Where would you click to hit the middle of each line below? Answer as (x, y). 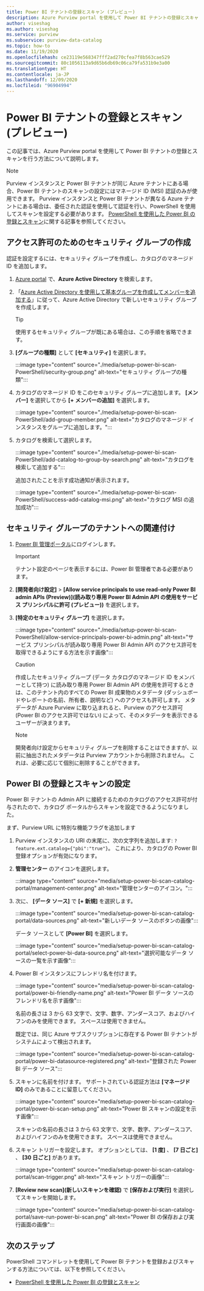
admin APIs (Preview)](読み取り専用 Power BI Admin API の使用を (98, 597)
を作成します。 (34, 307)
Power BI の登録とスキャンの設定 (69, 784)
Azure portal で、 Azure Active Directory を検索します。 (85, 279)
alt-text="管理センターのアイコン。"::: (146, 888)
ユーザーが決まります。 (44, 722)
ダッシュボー (182, 692)
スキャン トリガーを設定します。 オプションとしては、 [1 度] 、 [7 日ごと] (107, 1150)
